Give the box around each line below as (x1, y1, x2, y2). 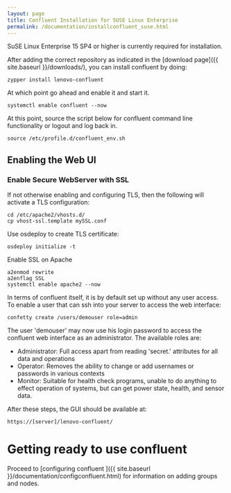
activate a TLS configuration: (7, 198, 90, 207)
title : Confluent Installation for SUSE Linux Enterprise (7, 17, 178, 24)
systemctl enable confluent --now (7, 102, 108, 109)
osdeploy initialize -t (7, 243, 76, 250)
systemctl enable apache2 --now (7, 281, 101, 289)
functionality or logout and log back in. (7, 122, 118, 130)
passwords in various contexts (17, 369, 105, 378)
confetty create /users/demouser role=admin (7, 314, 138, 321)
